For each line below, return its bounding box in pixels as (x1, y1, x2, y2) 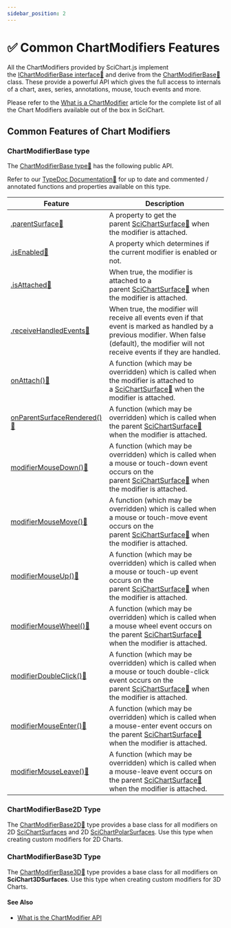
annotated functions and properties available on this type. (7, 183, 171, 191)
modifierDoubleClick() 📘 (10, 671, 87, 681)
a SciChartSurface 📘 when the (109, 384, 205, 394)
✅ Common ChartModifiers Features (7, 39, 220, 55)
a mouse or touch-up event (109, 567, 198, 577)
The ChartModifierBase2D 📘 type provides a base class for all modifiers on (7, 821, 218, 829)
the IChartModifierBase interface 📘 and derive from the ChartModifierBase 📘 (7, 70, 221, 79)
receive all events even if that (109, 313, 204, 322)
